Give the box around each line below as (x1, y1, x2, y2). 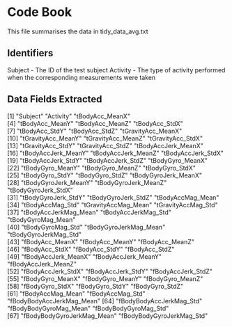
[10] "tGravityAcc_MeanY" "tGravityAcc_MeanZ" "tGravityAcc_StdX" (7, 134, 203, 143)
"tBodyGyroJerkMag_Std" (7, 230, 82, 239)
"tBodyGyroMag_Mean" (7, 215, 76, 223)
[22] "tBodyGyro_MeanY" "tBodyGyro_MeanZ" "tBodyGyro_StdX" (7, 163, 196, 172)
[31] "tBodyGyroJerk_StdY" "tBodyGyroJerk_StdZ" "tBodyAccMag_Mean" (7, 193, 219, 202)
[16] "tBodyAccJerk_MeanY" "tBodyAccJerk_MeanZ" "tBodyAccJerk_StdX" (7, 149, 224, 157)
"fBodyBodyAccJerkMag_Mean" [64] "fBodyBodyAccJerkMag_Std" (7, 296, 203, 305)
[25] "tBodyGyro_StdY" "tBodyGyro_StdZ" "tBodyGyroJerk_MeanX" (7, 171, 203, 180)
